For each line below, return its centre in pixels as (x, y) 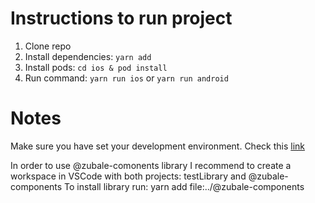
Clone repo (48, 46)
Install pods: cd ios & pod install (96, 67)
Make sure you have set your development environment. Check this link (158, 146)
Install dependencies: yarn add (88, 56)
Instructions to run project (121, 18)
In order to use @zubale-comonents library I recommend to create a (151, 165)
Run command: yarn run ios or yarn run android (126, 78)
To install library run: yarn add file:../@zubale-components (184, 186)
